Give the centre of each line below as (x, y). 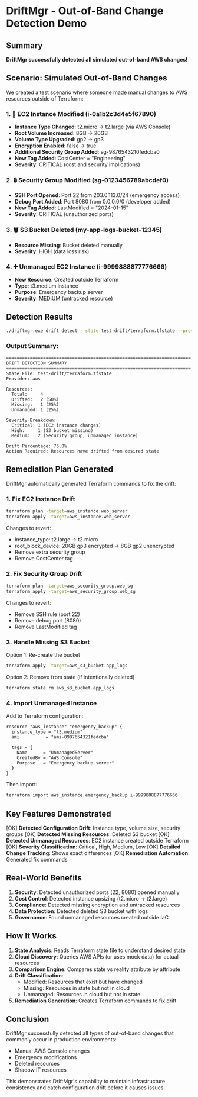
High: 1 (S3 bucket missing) (52, 430)
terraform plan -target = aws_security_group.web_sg (70, 586)
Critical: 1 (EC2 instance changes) (56, 425)
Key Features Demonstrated (59, 814)
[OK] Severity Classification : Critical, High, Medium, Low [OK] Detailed (93, 847)
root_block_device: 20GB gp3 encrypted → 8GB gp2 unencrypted (95, 546)
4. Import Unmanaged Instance (52, 703)
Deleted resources (37, 1064)
